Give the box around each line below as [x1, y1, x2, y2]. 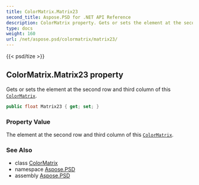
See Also [6, 146, 33, 154]
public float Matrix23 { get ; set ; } [6, 104, 99, 109]
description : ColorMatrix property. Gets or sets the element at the [6, 20, 182, 26]
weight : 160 [6, 31, 36, 37]
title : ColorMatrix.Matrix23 [6, 8, 78, 15]
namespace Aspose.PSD [14, 166, 76, 173]
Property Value [6, 117, 51, 126]
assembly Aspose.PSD [14, 172, 70, 179]
